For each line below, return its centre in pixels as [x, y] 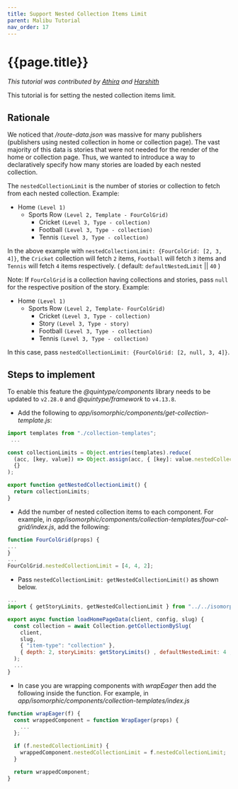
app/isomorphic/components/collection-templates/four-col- [141, 519]
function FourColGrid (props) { [53, 540]
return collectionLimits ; [52, 492]
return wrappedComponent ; [52, 772]
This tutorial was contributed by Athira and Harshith [83, 81]
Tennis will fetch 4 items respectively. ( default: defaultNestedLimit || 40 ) [114, 266]
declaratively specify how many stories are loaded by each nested [104, 165]
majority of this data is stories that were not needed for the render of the [113, 150]
